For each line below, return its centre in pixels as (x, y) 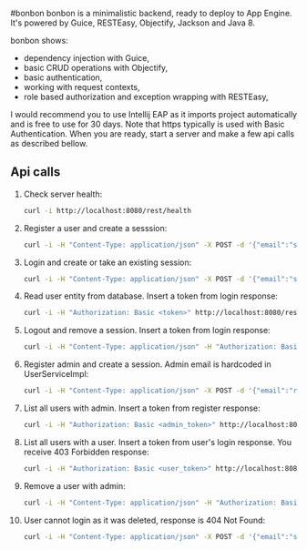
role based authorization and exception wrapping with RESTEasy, (146, 97)
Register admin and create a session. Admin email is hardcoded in (147, 364)
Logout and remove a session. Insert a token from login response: (147, 331)
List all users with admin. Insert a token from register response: (142, 408)
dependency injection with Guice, (86, 58)
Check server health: (63, 194)
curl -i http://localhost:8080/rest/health (107, 210)
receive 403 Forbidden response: (86, 452)
